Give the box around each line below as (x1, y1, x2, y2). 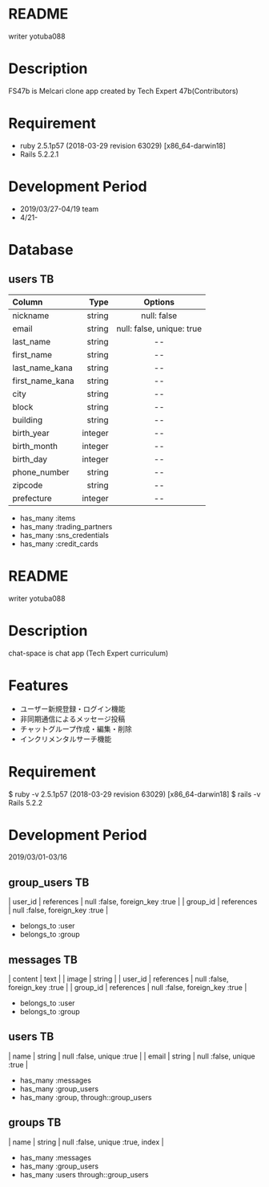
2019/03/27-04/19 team (19, 204, 99, 214)
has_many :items (19, 513, 76, 523)
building (12, 414, 42, 426)
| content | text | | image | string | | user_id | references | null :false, (8, 974, 229, 984)
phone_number (12, 467, 70, 478)
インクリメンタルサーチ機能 (19, 734, 112, 744)
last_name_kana (12, 362, 74, 373)
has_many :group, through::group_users (19, 1092, 152, 1102)
